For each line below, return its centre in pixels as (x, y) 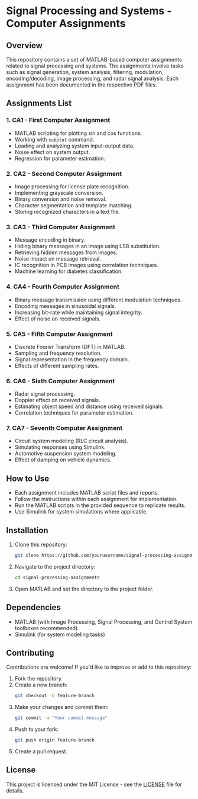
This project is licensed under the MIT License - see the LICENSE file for (94, 784)
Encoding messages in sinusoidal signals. (65, 306)
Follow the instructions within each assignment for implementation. (96, 499)
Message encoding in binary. (50, 240)
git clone (27, 556)
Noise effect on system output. (52, 152)
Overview (25, 45)
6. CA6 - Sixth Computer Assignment (61, 381)
